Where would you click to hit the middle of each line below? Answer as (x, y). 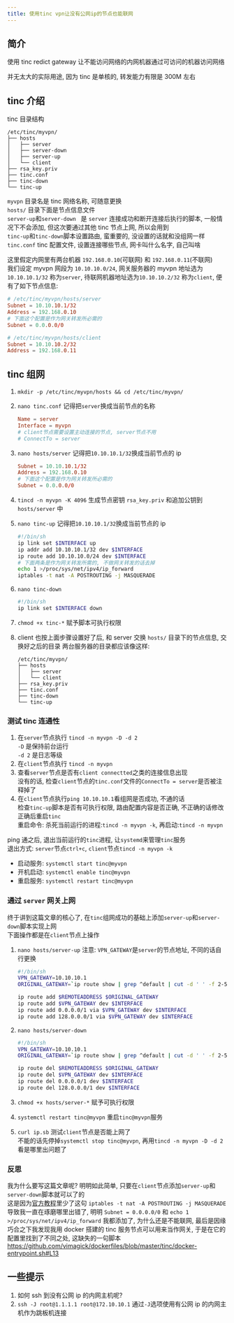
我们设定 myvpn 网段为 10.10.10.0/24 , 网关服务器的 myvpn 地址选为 (105, 268)
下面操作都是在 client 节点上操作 (53, 934)
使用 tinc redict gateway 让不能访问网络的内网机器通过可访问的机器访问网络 (116, 62)
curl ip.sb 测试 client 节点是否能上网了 (74, 1132)
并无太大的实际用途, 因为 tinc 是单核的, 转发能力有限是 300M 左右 (101, 77)
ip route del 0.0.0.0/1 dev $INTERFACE (75, 1082)
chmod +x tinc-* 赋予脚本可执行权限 (70, 622)
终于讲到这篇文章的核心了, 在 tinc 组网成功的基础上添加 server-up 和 (103, 917)
